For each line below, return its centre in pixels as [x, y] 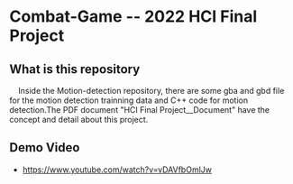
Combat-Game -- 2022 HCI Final [133, 17]
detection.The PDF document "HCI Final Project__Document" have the [140, 110]
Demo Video [45, 147]
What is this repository [75, 69]
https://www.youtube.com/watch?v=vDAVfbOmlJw [117, 170]
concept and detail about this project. [79, 120]
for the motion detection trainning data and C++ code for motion [129, 100]
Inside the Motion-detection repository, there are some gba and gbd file [151, 91]
